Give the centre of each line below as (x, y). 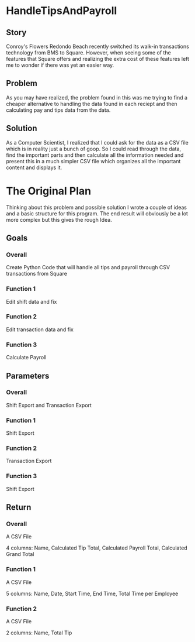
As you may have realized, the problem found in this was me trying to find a (97, 97)
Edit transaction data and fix (40, 329)
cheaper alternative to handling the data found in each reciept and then (92, 104)
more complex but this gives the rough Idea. (59, 219)
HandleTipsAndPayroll (62, 11)
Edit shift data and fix (32, 301)
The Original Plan (49, 191)
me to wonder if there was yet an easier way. (60, 65)
